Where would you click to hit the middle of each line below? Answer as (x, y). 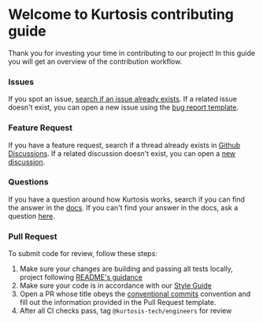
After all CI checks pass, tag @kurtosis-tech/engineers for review (126, 311)
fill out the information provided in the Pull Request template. (118, 303)
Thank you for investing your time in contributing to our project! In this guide (132, 53)
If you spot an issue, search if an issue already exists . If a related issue (123, 99)
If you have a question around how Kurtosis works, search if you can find (127, 199)
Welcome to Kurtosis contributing (121, 15)
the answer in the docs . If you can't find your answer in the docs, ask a (123, 207)
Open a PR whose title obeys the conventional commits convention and (135, 294)
